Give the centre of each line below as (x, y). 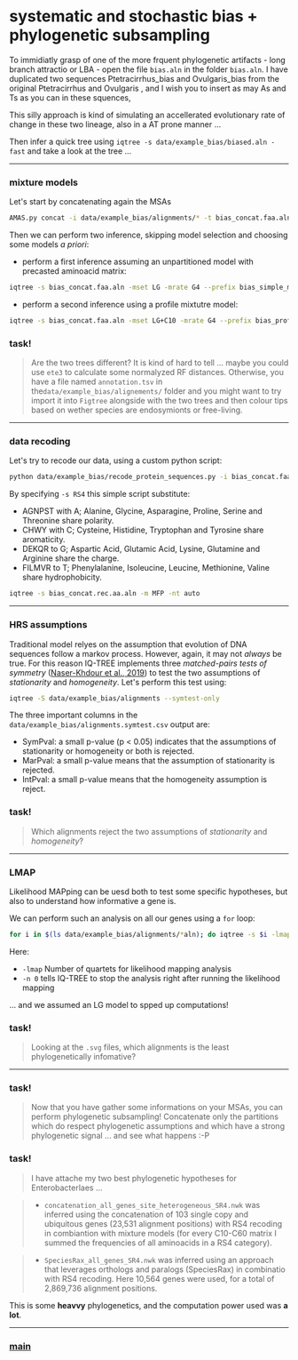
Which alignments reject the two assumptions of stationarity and (149, 831)
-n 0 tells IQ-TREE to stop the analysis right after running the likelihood (151, 978)
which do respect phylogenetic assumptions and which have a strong (158, 1126)
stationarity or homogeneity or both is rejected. (108, 751)
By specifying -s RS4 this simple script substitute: (100, 494)
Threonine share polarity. (68, 521)
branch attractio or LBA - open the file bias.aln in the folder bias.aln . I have (149, 69)
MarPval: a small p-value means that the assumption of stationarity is (148, 761)
